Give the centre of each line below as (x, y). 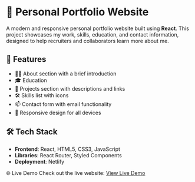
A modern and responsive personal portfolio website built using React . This (98, 28)
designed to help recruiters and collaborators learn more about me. (87, 41)
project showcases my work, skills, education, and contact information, (92, 34)
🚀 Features (26, 59)
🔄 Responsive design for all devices (58, 112)
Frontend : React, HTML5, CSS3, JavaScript (67, 149)
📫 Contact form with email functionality (63, 104)
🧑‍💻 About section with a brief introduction (65, 74)
